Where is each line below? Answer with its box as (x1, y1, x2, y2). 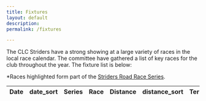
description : (6, 20, 40, 26)
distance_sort (142, 88, 184, 96)
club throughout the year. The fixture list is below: (6, 61, 132, 69)
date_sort (29, 88, 58, 96)
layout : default (6, 15, 48, 21)
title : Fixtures (6, 9, 48, 15)
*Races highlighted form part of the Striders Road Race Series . (6, 73, 166, 80)
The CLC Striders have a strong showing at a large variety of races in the (6, 48, 191, 56)
